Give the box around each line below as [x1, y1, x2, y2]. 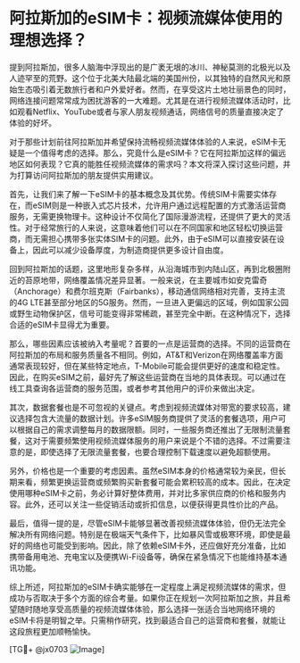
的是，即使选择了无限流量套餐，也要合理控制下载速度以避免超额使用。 [16, 446, 275, 457]
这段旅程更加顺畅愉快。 [9, 626, 96, 636]
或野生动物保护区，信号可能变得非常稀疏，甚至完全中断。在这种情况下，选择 [9, 308, 291, 319]
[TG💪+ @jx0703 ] [9, 643, 105, 654]
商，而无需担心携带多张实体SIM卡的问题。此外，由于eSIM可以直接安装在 [9, 233, 277, 244]
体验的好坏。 [9, 117, 56, 128]
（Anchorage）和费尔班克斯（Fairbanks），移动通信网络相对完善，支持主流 [9, 286, 286, 296]
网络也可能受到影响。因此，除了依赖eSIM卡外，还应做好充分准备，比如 [24, 540, 287, 551]
